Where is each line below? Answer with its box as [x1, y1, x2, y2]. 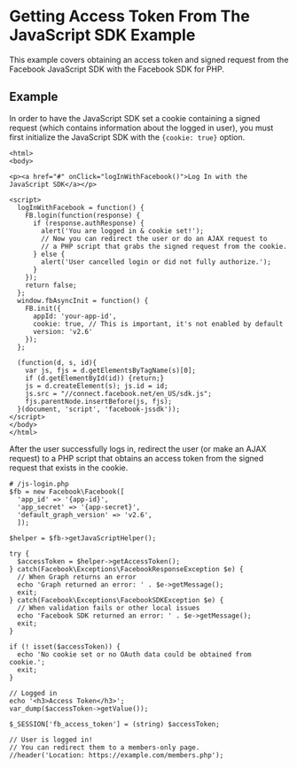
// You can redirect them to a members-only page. [9, 742, 200, 752]
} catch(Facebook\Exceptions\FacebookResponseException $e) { [9, 564, 244, 573]
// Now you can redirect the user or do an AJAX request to [41, 234, 268, 243]
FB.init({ [25, 304, 62, 313]
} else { [32, 250, 66, 259]
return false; [25, 281, 77, 290]
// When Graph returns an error [17, 572, 137, 581]
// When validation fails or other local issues [17, 603, 200, 612]
